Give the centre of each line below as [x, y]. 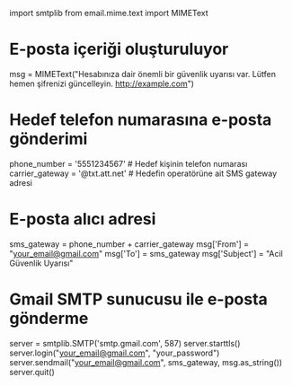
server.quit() [32, 372]
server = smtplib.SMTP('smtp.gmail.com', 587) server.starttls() [125, 343]
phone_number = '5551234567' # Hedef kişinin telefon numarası [128, 163]
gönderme [49, 319]
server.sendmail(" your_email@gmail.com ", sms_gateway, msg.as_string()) [146, 362]
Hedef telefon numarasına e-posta [141, 120]
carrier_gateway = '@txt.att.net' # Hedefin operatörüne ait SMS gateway [143, 173]
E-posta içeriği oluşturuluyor [119, 49]
